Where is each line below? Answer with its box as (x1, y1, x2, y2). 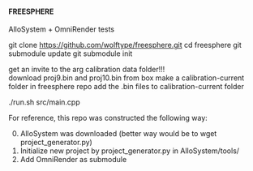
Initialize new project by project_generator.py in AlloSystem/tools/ (19, 146, 240, 156)
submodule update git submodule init (8, 49, 133, 58)
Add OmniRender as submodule (19, 155, 127, 165)
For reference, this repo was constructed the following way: (8, 113, 208, 123)
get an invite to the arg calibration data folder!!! (8, 65, 165, 75)
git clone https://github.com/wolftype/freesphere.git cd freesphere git (8, 41, 242, 50)
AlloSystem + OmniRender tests (8, 24, 115, 34)
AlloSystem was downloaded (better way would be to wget (19, 129, 217, 139)
